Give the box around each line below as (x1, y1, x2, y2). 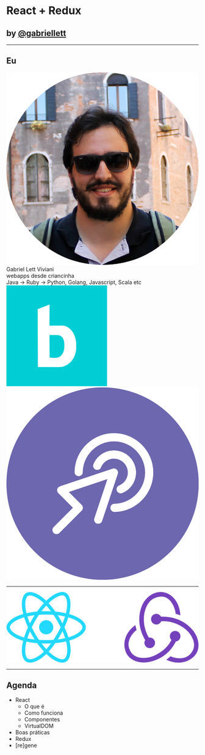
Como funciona (24, 709, 63, 717)
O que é (24, 703, 45, 710)
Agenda (6, 680, 37, 690)
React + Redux (6, 4, 82, 18)
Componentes (24, 716, 60, 723)
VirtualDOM (24, 722, 54, 730)
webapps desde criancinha (6, 272, 74, 279)
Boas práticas (15, 729, 50, 736)
